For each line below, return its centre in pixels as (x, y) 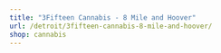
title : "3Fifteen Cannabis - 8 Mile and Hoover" (103, 18)
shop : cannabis (38, 34)
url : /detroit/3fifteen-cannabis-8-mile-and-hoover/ (111, 26)
